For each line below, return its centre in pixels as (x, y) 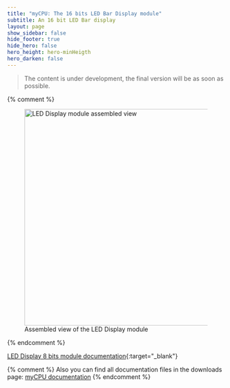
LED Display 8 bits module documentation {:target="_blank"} (93, 356)
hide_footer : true (33, 39)
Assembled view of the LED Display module (86, 329)
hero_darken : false (35, 59)
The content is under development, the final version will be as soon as (124, 78)
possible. (37, 86)
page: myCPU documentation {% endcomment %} (79, 377)
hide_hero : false (32, 46)
